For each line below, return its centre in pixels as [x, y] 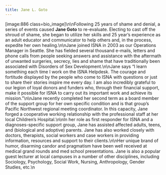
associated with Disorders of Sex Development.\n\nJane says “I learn [76, 66]
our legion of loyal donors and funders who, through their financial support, [82, 87]
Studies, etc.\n [20, 167]
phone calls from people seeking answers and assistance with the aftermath [83, 56]
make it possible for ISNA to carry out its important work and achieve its [79, 93]
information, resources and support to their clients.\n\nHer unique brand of [82, 141]
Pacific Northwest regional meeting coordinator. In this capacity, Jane [77, 109]
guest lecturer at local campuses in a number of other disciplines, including [82, 156]
